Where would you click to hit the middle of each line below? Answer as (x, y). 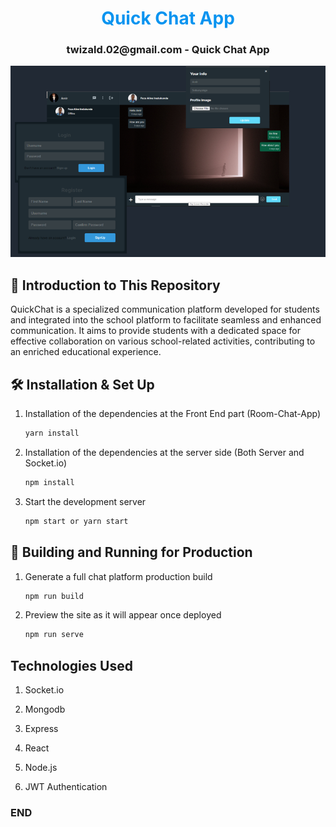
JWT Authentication (66, 787)
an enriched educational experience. (86, 352)
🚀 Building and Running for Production (131, 552)
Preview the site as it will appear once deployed (123, 615)
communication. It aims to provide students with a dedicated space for (155, 331)
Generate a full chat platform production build (118, 576)
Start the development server (85, 501)
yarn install (52, 433)
